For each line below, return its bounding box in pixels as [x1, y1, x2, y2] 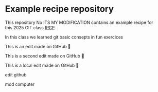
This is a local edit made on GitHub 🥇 [5, 62, 79, 68]
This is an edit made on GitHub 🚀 [5, 43, 71, 49]
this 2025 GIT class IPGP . [5, 24, 56, 30]
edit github [5, 72, 27, 77]
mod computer [5, 81, 35, 87]
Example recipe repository [5, 3, 114, 15]
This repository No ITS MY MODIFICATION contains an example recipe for [5, 19, 154, 25]
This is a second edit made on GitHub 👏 [5, 53, 85, 59]
